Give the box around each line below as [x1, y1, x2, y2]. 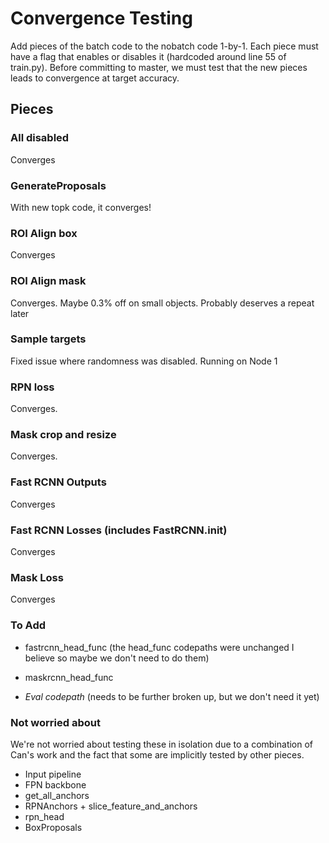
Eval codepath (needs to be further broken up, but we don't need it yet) [24, 690, 320, 702]
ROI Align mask [10, 274, 87, 288]
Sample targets [10, 332, 87, 346]
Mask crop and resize [10, 428, 117, 442]
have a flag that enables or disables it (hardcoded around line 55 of [10, 50, 287, 62]
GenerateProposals [10, 178, 107, 192]
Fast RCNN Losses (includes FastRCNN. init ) [10, 523, 228, 537]
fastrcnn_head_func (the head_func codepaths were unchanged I [24, 641, 295, 653]
